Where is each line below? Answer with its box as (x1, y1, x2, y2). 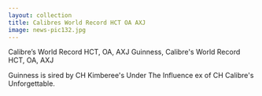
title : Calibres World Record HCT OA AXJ (8, 19, 146, 27)
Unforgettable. (8, 79, 55, 88)
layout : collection (8, 11, 72, 20)
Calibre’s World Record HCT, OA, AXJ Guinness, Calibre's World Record (8, 48, 241, 57)
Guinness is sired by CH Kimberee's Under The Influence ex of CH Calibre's (8, 71, 254, 80)
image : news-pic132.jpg (8, 26, 87, 34)
